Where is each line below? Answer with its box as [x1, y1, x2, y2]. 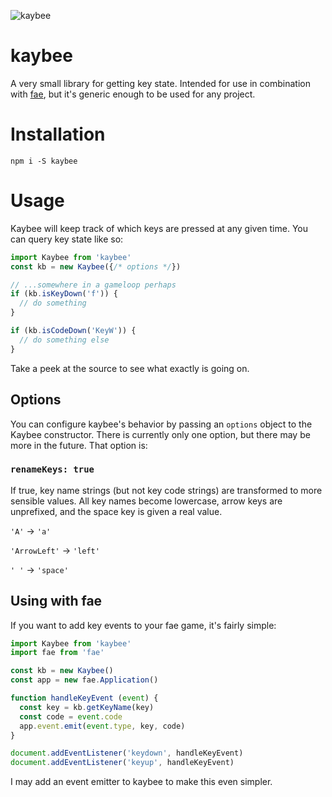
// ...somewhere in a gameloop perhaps [10, 280, 177, 290]
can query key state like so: [10, 233, 124, 245]
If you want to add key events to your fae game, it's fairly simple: [10, 619, 277, 631]
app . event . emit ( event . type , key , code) [19, 721, 186, 731]
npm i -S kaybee [10, 156, 78, 166]
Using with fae [10, 593, 103, 610]
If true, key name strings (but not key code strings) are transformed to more [10, 484, 323, 496]
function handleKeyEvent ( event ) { [10, 693, 159, 704]
